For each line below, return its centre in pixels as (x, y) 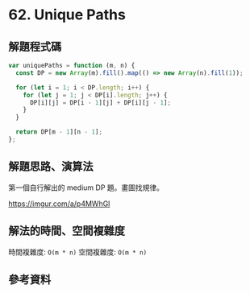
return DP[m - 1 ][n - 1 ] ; (59, 132)
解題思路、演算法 (51, 167)
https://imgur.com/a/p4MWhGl (59, 204)
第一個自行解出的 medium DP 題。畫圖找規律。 (86, 188)
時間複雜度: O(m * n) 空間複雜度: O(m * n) (78, 252)
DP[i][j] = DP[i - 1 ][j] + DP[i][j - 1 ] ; (100, 102)
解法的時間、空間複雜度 (67, 231)
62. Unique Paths (67, 15)
